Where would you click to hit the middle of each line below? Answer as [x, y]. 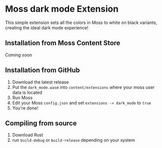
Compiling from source [41, 123]
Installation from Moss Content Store [63, 43]
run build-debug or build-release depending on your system [73, 140]
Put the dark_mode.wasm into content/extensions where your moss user [83, 87]
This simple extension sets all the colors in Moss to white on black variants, [81, 22]
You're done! [25, 108]
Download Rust [27, 135]
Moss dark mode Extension [62, 9]
